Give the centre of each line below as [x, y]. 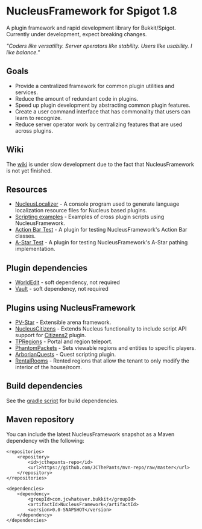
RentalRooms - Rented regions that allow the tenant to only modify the [102, 361]
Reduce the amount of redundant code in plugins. [77, 98]
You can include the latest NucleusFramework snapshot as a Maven [90, 434]
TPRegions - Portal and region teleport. [64, 341]
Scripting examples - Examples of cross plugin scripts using [90, 217]
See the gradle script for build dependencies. [62, 401]
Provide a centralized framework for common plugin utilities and [95, 86]
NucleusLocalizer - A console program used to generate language [97, 204]
